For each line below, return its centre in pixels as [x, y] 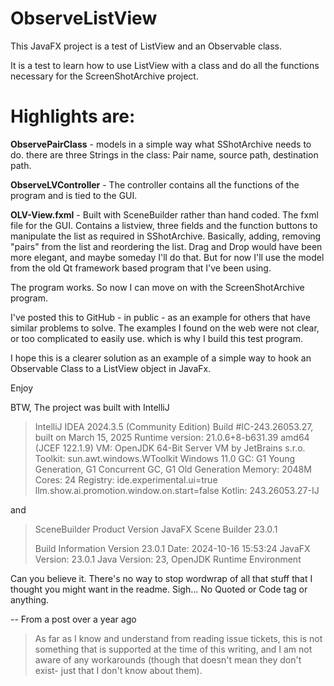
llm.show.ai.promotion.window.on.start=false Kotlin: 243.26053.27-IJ [177, 490]
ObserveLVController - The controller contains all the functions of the [155, 184]
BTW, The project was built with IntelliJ [90, 407]
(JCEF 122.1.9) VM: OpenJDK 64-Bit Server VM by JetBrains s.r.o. [170, 448]
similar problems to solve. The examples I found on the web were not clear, [165, 328]
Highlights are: [73, 116]
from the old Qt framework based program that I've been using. [141, 268]
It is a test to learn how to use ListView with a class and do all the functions [165, 65]
